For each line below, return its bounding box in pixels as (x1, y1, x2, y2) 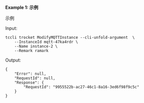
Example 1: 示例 (5, 5, 39, 10)
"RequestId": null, (14, 76, 56, 81)
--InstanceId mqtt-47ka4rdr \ (14, 39, 79, 44)
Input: (5, 25, 18, 31)
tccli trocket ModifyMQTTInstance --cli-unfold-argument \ (5, 35, 135, 40)
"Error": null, (14, 71, 47, 76)
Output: (5, 57, 21, 63)
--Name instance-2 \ (14, 44, 58, 49)
